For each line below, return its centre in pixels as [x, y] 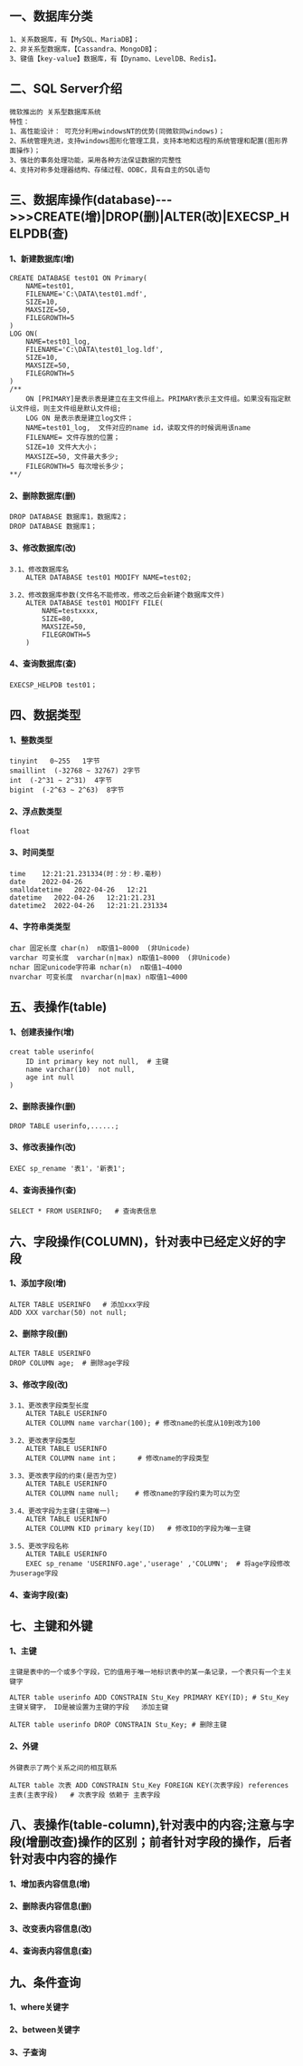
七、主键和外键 [51, 1626]
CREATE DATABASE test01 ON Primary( [78, 278]
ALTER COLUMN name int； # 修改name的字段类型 [118, 1458]
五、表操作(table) [58, 1007]
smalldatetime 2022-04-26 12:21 [78, 890]
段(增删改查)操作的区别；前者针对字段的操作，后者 [151, 1842]
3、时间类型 [32, 853]
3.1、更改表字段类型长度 [49, 1406]
